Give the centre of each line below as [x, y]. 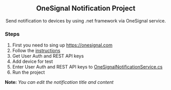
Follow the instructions [36, 51]
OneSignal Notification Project [86, 8]
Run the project [28, 72]
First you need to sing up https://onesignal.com [62, 45]
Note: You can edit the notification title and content [59, 82]
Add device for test [33, 61]
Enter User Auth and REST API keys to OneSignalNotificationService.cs [87, 67]
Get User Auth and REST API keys [48, 56]
